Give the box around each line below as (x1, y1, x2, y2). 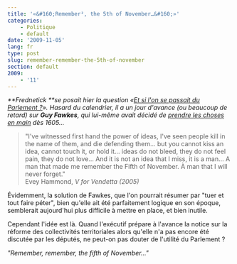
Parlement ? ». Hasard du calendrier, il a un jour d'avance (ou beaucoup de (7, 104, 228, 112)
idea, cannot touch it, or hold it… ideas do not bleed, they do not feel (24, 147, 226, 156)
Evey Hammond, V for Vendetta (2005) (24, 177, 139, 186)
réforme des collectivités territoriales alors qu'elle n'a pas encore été (7, 228, 210, 236)
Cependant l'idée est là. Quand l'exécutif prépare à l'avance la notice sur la (7, 220, 228, 229)
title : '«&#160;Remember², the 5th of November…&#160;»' (7, 10, 180, 18)
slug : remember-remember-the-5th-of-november (7, 57, 144, 64)
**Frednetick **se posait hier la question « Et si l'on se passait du (7, 96, 201, 104)
